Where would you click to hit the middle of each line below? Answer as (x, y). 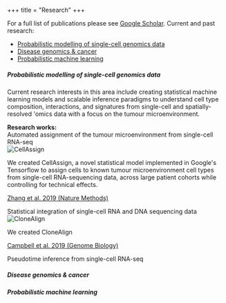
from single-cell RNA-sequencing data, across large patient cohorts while (112, 177)
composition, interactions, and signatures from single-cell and (95, 106)
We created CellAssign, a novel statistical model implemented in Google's (112, 162)
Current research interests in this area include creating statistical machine (112, 92)
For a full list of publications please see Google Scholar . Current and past (111, 23)
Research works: (32, 127)
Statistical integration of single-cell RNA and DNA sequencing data (102, 211)
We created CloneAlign (40, 232)
